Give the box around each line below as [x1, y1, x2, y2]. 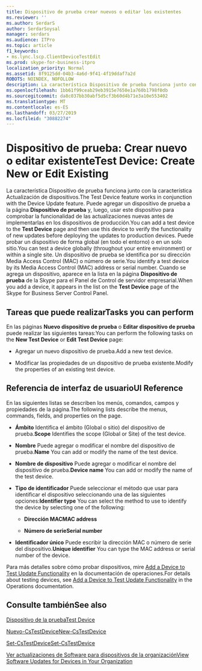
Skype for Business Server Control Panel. [6, 290, 109, 297]
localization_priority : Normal [6, 65, 85, 71]
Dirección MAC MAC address [23, 515, 97, 523]
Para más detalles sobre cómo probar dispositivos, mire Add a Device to [6, 563, 185, 570]
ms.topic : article [6, 43, 52, 49]
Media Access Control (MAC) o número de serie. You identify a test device [6, 258, 189, 265]
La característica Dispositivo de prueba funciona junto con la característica [6, 187, 192, 194]
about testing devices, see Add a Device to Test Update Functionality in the [6, 576, 192, 583]
